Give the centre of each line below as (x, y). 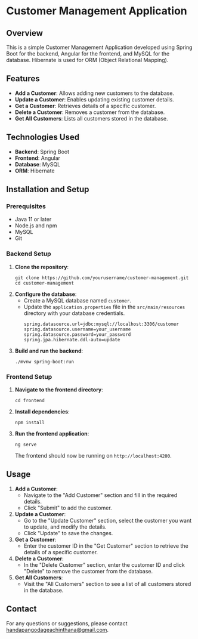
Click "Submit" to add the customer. (68, 508)
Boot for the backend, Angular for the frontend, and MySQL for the (88, 54)
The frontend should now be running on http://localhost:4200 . (93, 455)
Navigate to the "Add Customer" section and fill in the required (100, 495)
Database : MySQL (38, 164)
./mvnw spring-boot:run (44, 362)
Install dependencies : (42, 411)
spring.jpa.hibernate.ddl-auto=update (72, 339)
